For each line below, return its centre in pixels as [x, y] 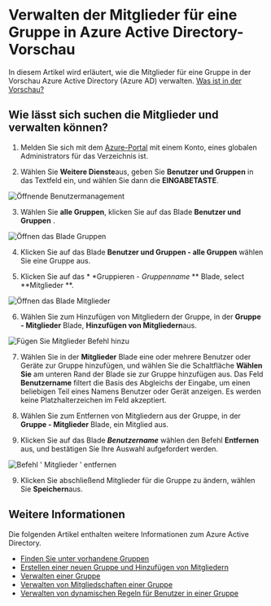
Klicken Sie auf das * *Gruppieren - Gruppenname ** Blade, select [132, 276]
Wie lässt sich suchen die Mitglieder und [114, 115]
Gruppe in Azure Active [89, 32]
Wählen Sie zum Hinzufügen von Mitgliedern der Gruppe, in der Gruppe [141, 316]
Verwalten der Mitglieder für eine [123, 15]
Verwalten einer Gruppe [60, 576]
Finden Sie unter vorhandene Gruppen [85, 558]
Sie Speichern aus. [51, 489]
